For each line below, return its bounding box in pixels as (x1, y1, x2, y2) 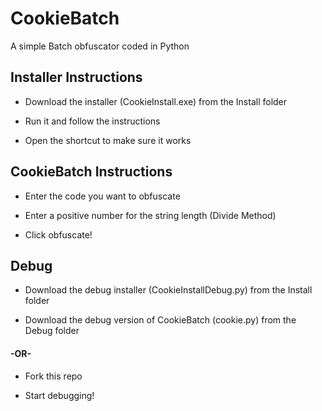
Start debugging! (24, 389, 95, 401)
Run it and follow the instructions (24, 115, 161, 127)
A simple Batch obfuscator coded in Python (10, 40, 190, 52)
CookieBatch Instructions (10, 163, 173, 181)
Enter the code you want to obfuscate (24, 190, 181, 202)
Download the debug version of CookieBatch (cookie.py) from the (24, 314, 297, 326)
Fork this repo (24, 370, 83, 382)
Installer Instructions (10, 69, 143, 86)
